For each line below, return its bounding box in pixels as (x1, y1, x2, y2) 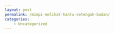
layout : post (4, 7, 32, 12)
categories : (4, 16, 29, 21)
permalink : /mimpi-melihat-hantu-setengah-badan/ (4, 12, 110, 17)
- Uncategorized (13, 21, 48, 26)
